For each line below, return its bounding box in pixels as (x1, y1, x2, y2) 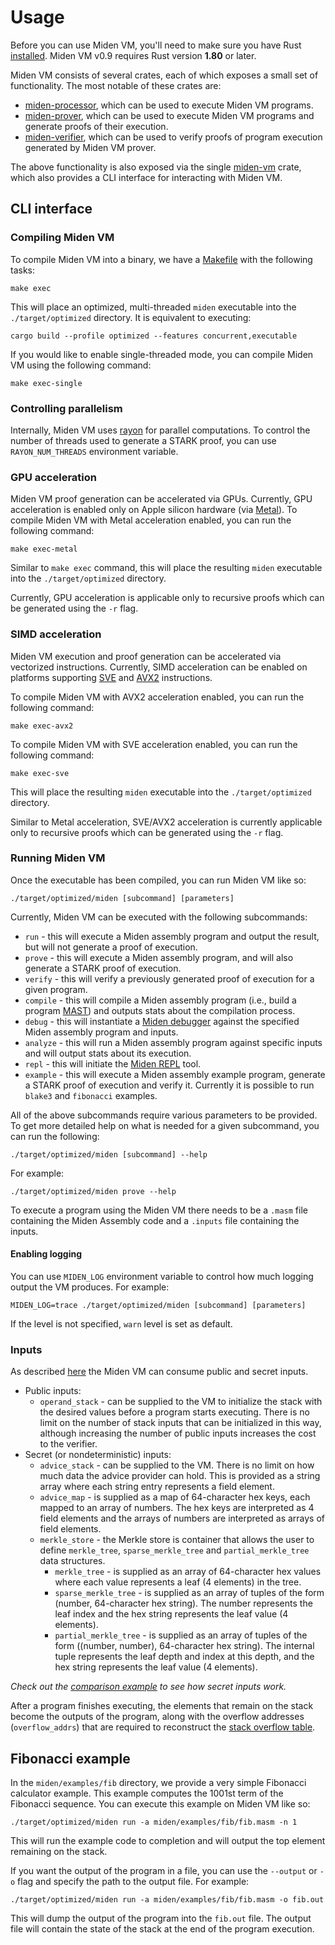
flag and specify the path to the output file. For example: (17, 1876, 250, 1888)
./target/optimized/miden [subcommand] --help (10, 1149, 208, 1160)
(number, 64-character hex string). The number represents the (54, 1597, 313, 1610)
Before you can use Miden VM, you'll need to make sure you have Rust (10, 39, 302, 51)
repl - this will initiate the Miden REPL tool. (24, 1057, 202, 1070)
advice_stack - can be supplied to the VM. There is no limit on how (39, 1459, 315, 1471)
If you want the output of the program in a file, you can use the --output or (10, 1865, 318, 1877)
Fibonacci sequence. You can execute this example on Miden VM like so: (10, 1798, 311, 1810)
